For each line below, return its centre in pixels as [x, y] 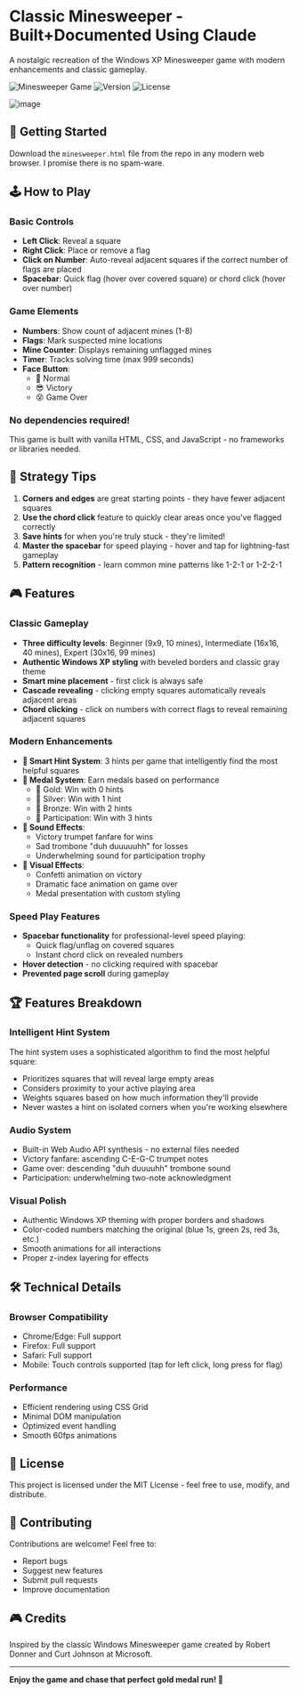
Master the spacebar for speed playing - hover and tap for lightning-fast [156, 546]
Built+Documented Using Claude [133, 35]
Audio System [40, 1130]
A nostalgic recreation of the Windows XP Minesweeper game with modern [147, 60]
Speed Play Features [55, 916]
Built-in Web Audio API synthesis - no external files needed [131, 1149]
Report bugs [45, 1561]
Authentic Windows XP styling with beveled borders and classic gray [151, 661]
